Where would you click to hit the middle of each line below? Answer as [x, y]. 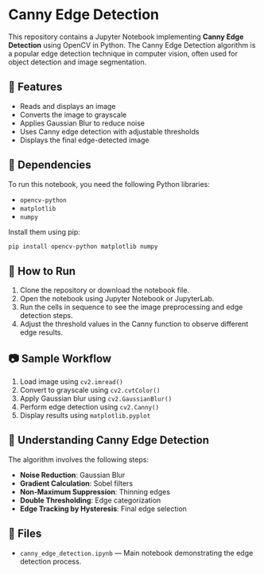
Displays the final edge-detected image [84, 140]
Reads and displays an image [68, 106]
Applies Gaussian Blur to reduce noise [82, 123]
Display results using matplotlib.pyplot [85, 416]
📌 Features [35, 87]
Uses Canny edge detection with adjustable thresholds [109, 131]
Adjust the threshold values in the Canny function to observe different [134, 324]
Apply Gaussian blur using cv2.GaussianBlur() [96, 398]
